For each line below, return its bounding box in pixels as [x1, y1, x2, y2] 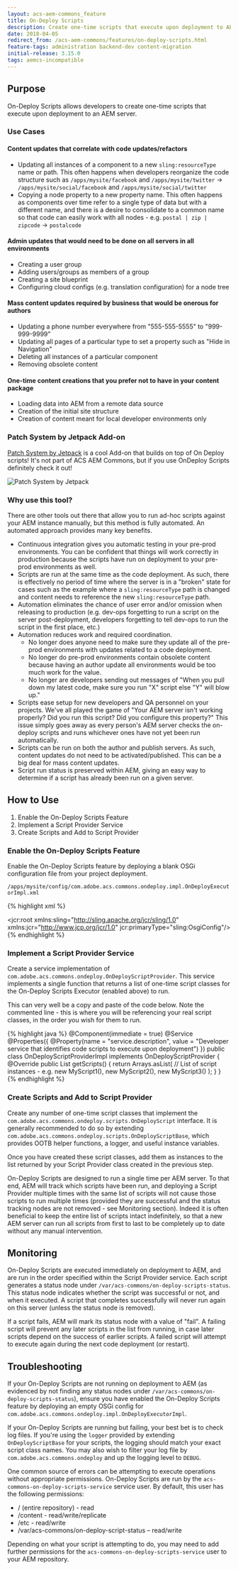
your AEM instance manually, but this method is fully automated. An [7, 519, 205, 527]
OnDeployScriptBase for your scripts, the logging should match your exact [7, 1438, 221, 1447]
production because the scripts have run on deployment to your [17, 555, 204, 563]
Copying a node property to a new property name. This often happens [17, 190, 223, 199]
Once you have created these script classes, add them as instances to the [7, 1152, 224, 1161]
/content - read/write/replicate [17, 1511, 107, 1520]
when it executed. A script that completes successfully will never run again [7, 1296, 226, 1305]
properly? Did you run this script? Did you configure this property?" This [17, 713, 229, 722]
